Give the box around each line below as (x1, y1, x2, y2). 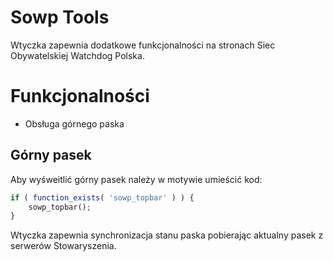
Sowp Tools (10, 6, 110, 29)
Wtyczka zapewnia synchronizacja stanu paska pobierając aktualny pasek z (10, 229, 324, 241)
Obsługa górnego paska (24, 117, 125, 130)
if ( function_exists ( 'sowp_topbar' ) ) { (10, 192, 195, 203)
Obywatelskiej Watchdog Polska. (10, 49, 145, 61)
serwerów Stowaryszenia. (10, 240, 117, 252)
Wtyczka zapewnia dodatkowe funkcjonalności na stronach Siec (10, 39, 276, 51)
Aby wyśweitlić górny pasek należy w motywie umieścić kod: (10, 173, 263, 185)
